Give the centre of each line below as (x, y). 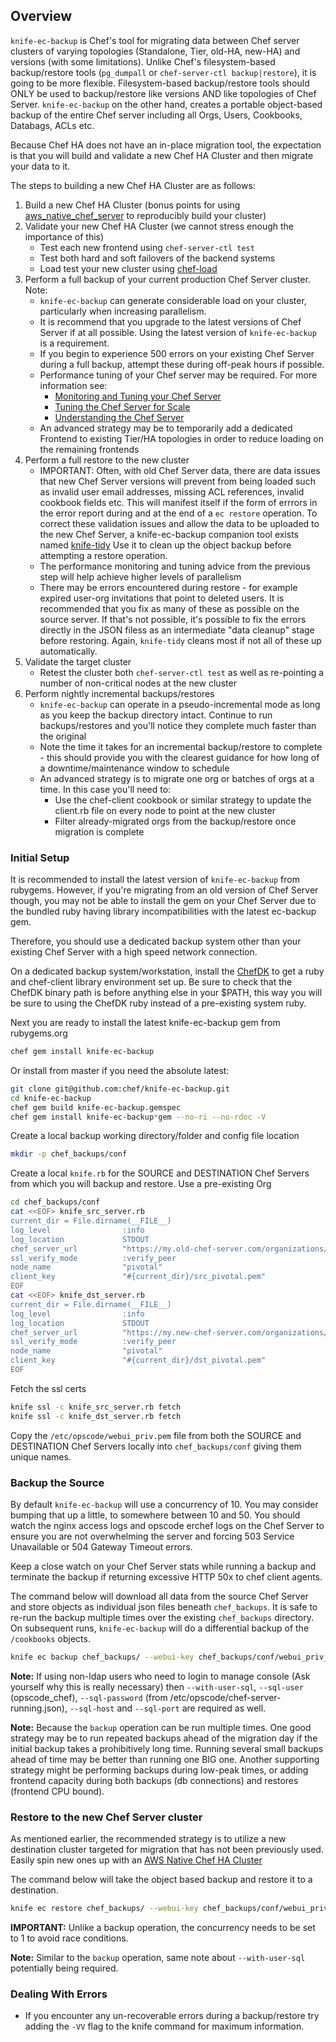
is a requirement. (74, 343)
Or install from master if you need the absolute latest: (120, 1070)
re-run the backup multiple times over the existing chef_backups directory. (162, 1618)
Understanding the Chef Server (119, 417)
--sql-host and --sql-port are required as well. (168, 1708)
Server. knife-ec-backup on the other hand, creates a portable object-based (166, 104)
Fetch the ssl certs (48, 1388)
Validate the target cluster (78, 661)
